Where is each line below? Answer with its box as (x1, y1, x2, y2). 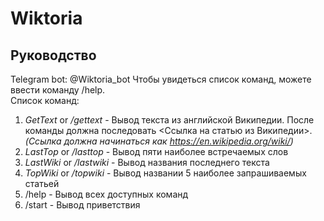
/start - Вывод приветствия (24, 199, 141, 211)
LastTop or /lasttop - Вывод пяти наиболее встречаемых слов (24, 146, 289, 157)
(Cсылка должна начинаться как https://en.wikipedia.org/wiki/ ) (24, 135, 294, 147)
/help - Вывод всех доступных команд (24, 188, 189, 200)
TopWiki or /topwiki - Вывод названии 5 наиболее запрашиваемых (24, 167, 307, 179)
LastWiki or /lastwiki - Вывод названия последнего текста (24, 157, 270, 168)
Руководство (10, 47, 97, 64)
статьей (24, 178, 60, 189)
